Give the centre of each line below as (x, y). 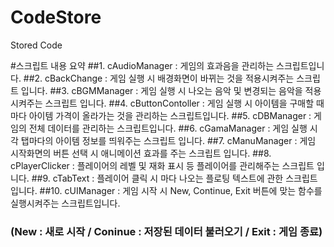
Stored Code (36, 45)
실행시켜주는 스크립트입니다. (65, 203)
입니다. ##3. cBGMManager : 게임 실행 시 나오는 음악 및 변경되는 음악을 (161, 90)
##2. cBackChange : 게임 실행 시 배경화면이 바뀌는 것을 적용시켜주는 (159, 78)
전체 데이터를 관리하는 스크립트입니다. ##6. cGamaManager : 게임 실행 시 (173, 128)
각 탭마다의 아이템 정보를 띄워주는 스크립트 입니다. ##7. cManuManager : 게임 (163, 140)
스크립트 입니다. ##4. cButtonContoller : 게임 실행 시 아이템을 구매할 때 (184, 103)
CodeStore (56, 17)
